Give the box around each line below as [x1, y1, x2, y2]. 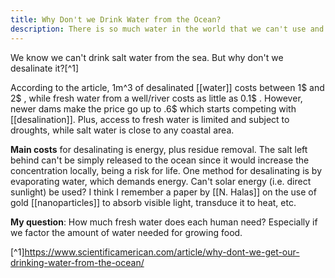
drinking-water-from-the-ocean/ [10, 256, 145, 268]
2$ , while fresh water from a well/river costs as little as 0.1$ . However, [10, 92, 303, 104]
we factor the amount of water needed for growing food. [10, 226, 243, 238]
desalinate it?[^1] [10, 62, 80, 74]
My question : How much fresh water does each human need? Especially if [10, 216, 318, 228]
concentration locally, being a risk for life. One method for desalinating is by [10, 164, 323, 176]
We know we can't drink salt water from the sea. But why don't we [10, 51, 284, 63]
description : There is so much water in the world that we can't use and [10, 24, 325, 34]
